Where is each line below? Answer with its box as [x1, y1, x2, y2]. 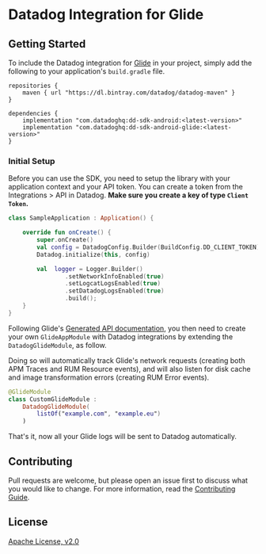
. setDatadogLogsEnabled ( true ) [64, 287, 165, 295]
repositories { [8, 82, 59, 90]
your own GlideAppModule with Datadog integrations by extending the [8, 331, 234, 342]
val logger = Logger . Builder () [36, 265, 144, 273]
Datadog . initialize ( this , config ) [36, 250, 150, 258]
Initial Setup [8, 155, 55, 166]
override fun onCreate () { [22, 228, 112, 237]
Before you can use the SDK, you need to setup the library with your [8, 174, 231, 183]
